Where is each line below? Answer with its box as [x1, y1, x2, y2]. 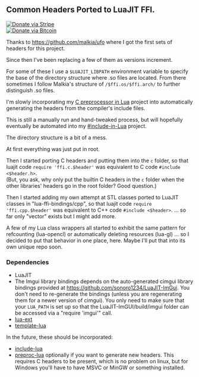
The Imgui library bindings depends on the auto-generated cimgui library [14, 278, 194, 285]
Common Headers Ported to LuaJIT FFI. [6, 5, 155, 15]
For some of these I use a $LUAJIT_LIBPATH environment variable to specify [6, 68, 189, 75]
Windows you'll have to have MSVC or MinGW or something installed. [14, 364, 185, 371]
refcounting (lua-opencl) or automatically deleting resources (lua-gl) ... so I [6, 230, 189, 237]
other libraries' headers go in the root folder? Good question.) [6, 182, 157, 189]
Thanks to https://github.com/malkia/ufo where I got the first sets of [6, 38, 172, 45]
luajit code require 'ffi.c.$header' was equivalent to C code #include [6, 163, 181, 170]
